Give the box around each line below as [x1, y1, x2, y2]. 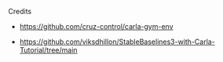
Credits [8, 7, 32, 16]
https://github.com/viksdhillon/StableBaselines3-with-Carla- [19, 37, 216, 46]
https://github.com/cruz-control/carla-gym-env [19, 22, 174, 31]
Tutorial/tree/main [19, 46, 78, 54]
